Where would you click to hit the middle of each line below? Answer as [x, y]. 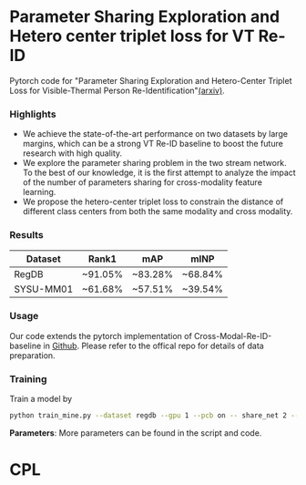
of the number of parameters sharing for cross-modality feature [142, 182]
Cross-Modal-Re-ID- [233, 335]
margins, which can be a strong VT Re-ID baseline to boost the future [153, 144]
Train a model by [41, 399]
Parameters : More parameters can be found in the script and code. [136, 433]
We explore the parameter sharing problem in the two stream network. [154, 163]
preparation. [33, 355]
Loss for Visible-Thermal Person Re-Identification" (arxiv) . [117, 90]
